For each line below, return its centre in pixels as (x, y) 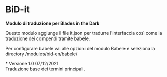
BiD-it (18, 9)
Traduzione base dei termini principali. (45, 69)
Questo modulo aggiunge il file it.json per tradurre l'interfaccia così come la (84, 33)
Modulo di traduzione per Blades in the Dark (52, 23)
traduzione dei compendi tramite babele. (48, 38)
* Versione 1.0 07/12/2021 (32, 63)
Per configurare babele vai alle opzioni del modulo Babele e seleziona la (80, 48)
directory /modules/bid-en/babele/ (41, 54)
